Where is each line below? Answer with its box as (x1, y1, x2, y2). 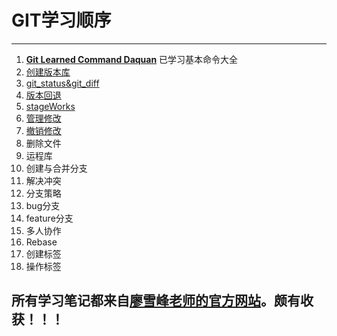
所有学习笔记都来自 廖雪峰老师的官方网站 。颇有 (11, 292, 301, 310)
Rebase (25, 236, 58, 248)
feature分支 (25, 212, 74, 224)
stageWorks (25, 100, 76, 112)
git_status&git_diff (25, 77, 100, 89)
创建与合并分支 (25, 162, 88, 174)
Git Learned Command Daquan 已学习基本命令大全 (25, 53, 239, 65)
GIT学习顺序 (11, 9, 112, 32)
